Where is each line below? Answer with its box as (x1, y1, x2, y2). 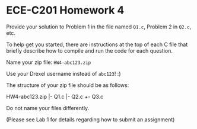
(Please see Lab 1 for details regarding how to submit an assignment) (6, 116, 175, 123)
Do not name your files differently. (6, 104, 90, 111)
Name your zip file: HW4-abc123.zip (6, 59, 91, 66)
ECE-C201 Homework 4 (6, 4, 125, 17)
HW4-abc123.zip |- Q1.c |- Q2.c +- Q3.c (6, 93, 104, 100)
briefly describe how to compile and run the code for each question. (6, 47, 173, 54)
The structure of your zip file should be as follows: (6, 81, 129, 89)
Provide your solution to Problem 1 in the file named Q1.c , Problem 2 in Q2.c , (6, 23, 192, 30)
